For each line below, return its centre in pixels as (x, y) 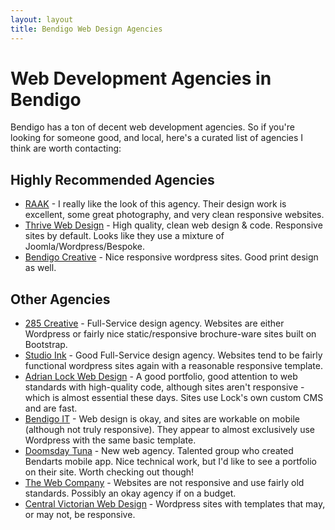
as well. (40, 268)
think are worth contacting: (66, 148)
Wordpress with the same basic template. (110, 440)
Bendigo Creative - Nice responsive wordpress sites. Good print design (171, 257)
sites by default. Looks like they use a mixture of (124, 236)
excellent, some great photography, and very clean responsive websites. (174, 215)
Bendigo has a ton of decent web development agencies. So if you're (152, 127)
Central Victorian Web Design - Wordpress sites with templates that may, (175, 504)
